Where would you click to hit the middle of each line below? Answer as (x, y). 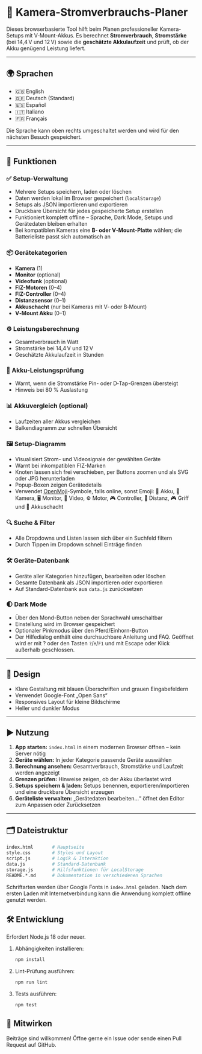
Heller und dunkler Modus (47, 708)
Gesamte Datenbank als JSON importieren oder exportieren (89, 583)
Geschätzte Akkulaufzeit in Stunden (59, 355)
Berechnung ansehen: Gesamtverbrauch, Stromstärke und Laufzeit (99, 767)
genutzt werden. (26, 899)
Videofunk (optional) (41, 281)
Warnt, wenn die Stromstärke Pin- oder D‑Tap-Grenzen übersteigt (96, 383)
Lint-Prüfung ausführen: (45, 971)
